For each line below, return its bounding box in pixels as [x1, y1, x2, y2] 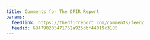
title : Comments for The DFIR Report [6, 8, 100, 15]
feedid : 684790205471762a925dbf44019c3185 [11, 25, 118, 31]
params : [6, 14, 25, 20]
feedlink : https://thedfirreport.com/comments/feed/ [11, 19, 145, 25]
